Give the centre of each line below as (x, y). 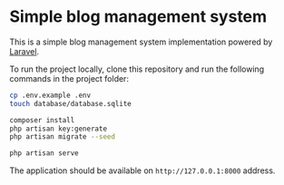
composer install (42, 120)
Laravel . (24, 51)
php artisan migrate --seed (63, 137)
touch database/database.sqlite (70, 103)
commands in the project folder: (69, 78)
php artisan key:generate (58, 129)
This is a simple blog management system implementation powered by (141, 42)
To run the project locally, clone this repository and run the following (137, 69)
